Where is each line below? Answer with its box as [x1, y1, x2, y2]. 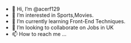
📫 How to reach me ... [11, 31, 67, 37]
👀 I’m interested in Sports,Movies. [11, 12, 94, 19]
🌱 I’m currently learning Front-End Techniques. [11, 18, 126, 24]
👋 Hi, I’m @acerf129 [11, 6, 60, 12]
